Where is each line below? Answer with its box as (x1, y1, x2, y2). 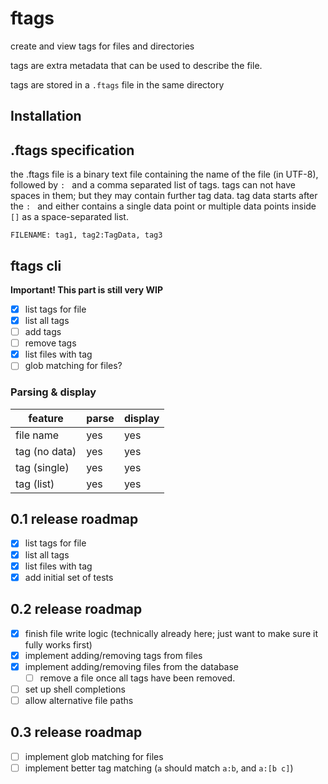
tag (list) (15, 477, 55, 491)
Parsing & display (10, 385, 97, 399)
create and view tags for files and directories (10, 40, 195, 52)
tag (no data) (15, 444, 77, 458)
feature (28, 411, 64, 425)
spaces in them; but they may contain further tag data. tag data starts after (10, 190, 318, 202)
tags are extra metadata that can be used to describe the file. (10, 59, 263, 71)
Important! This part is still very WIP (10, 283, 164, 296)
